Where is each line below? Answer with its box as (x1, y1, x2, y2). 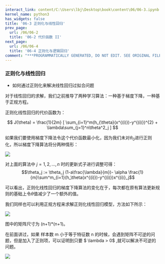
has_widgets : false (5, 16, 45, 21)
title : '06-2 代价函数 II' (9, 35, 62, 40)
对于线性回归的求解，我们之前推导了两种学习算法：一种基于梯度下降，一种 (5, 93, 156, 99)
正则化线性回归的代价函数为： (5, 109, 65, 115)
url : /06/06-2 (9, 30, 38, 35)
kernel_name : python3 (5, 12, 50, 17)
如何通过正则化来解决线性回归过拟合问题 (12, 82, 94, 88)
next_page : (5, 39, 27, 44)
